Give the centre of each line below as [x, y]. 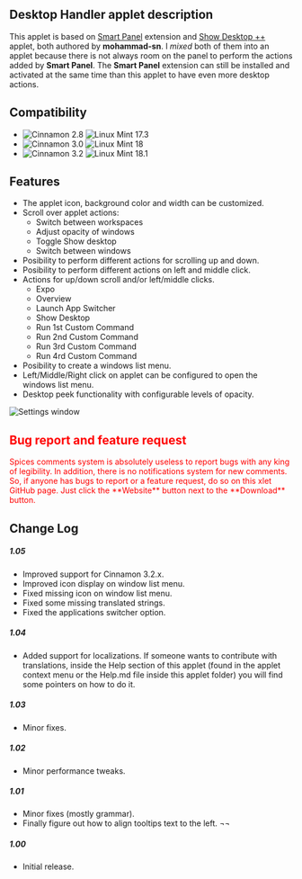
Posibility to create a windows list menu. [97, 366]
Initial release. [48, 866]
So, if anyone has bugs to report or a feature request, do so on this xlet [141, 481]
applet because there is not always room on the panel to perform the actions [151, 55]
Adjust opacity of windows [85, 232]
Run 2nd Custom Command [87, 337]
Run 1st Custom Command [85, 327]
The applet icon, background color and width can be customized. [143, 203]
